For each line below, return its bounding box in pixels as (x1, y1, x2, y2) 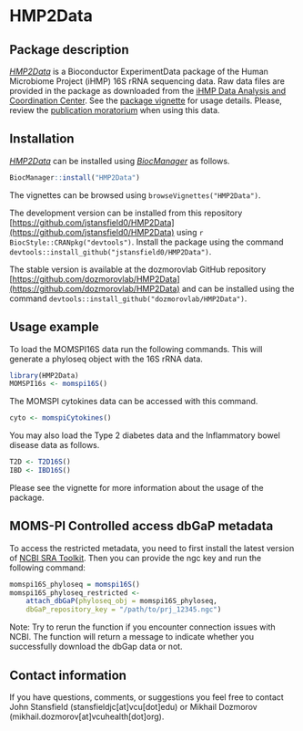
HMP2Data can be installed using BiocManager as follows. (9, 155, 230, 166)
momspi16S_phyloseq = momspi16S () (9, 580, 141, 589)
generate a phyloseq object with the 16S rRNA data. (9, 353, 203, 364)
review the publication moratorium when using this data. (9, 105, 220, 115)
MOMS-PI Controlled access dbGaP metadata (9, 518, 274, 534)
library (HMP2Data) (9, 371, 79, 380)
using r (176, 226, 204, 237)
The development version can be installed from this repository (9, 207, 243, 218)
